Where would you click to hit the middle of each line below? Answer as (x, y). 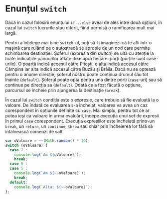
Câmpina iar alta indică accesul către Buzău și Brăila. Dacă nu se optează (81, 69)
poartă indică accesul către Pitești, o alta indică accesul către (86, 64)
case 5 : (19, 169)
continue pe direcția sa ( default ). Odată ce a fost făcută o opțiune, (74, 85)
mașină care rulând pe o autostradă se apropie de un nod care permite (78, 48)
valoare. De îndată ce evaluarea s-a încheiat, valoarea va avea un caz (77, 105)
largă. (11, 33)
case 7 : (19, 150)
